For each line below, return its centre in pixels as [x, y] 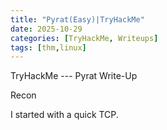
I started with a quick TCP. [64, 115]
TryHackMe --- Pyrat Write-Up [74, 76]
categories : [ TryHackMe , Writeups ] [84, 38]
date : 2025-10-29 [46, 29]
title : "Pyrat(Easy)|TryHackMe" [77, 19]
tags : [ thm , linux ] [48, 47]
